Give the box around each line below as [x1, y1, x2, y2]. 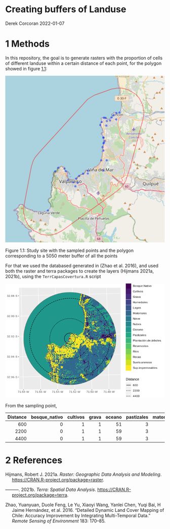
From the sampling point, [5, 403, 57, 409]
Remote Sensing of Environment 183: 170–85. [12, 518, 106, 524]
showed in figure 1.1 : [5, 65, 48, 71]
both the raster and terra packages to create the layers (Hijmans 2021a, [5, 268, 154, 274]
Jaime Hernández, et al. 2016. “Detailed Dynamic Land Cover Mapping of [12, 507, 164, 513]
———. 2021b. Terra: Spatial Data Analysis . [5, 486, 97, 493]
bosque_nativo [31, 414, 63, 420]
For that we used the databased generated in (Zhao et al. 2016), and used [5, 262, 158, 269]
